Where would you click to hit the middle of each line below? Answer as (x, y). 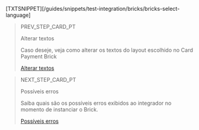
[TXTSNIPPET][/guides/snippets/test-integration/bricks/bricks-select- (93, 9)
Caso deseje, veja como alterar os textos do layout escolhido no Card (107, 50)
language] (18, 15)
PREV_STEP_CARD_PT (48, 27)
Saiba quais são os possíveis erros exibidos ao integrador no (96, 103)
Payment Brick (39, 56)
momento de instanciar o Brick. (59, 110)
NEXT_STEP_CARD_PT (48, 80)
